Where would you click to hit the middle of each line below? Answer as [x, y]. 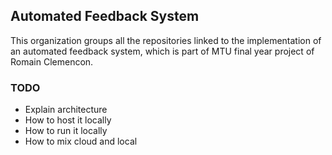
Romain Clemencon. [52, 61]
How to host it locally [68, 120]
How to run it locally [66, 131]
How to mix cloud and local [81, 141]
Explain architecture [66, 110]
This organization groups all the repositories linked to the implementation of [166, 40]
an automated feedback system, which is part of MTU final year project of [162, 51]
